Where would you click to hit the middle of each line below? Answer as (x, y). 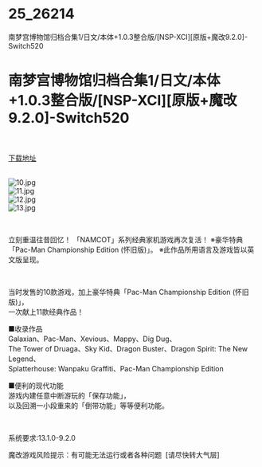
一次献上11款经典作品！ (46, 312)
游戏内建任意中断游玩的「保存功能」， (69, 395)
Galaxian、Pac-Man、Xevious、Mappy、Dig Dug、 (92, 339)
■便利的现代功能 (36, 385)
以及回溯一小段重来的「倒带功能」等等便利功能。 (88, 405)
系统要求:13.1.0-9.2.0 (42, 438)
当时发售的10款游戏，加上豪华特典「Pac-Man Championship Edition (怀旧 (129, 292)
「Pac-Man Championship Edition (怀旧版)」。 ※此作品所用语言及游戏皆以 (128, 249)
